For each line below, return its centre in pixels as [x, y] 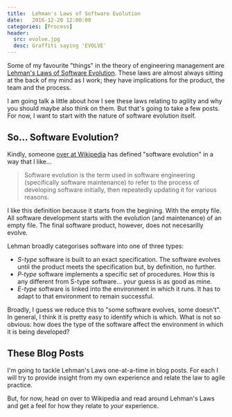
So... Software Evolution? [63, 137]
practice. [20, 384]
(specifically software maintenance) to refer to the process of [111, 182]
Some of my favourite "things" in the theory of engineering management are [116, 65]
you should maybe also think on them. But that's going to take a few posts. [114, 108]
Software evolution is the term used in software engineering [109, 175]
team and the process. [39, 88]
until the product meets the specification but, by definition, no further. [117, 267]
